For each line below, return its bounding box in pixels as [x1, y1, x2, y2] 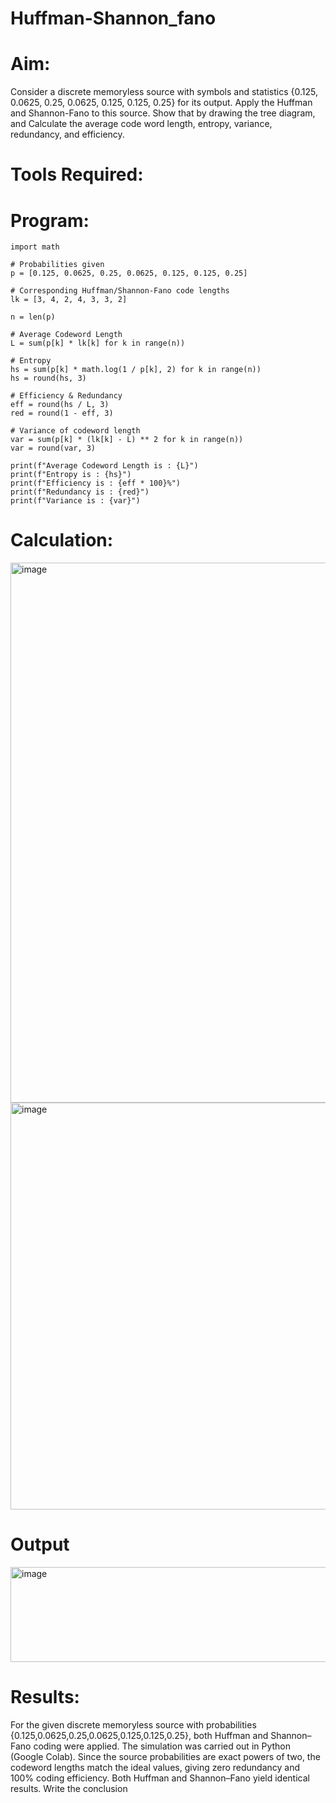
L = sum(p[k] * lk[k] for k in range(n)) [10, 338, 186, 349]
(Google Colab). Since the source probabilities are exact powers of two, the [10, 1751, 321, 1763]
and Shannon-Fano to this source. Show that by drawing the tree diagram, [10, 107, 316, 119]
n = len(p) [10, 312, 56, 322]
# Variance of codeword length [10, 426, 141, 436]
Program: [10, 209, 90, 232]
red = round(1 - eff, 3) [10, 408, 114, 419]
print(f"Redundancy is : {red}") [10, 487, 150, 497]
